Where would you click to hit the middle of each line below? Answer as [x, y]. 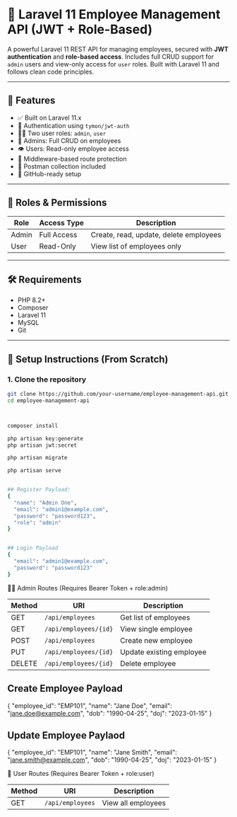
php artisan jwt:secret [42, 445]
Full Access [58, 234]
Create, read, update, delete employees [156, 234]
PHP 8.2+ [31, 300]
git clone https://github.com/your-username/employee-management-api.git [118, 394]
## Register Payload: [39, 490]
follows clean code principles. [51, 72]
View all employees [134, 803]
